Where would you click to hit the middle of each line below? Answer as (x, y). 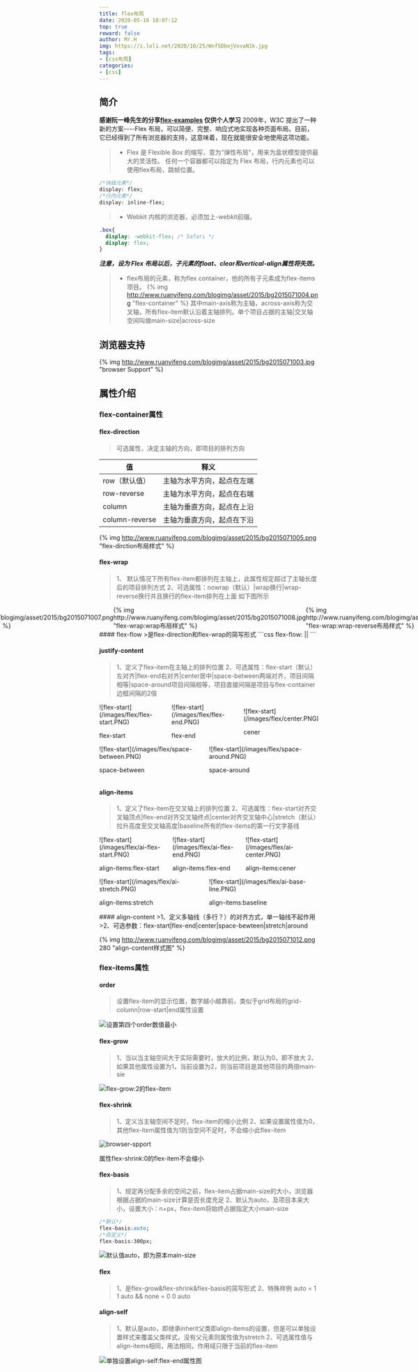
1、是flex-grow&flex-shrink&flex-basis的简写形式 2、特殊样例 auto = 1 (216, 1288)
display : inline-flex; (132, 202)
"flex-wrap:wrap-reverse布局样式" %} (360, 626)
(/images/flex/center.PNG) (281, 718)
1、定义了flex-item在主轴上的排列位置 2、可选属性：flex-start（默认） (216, 668)
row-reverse (124, 493)
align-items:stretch (126, 903)
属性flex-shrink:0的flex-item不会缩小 (152, 1158)
